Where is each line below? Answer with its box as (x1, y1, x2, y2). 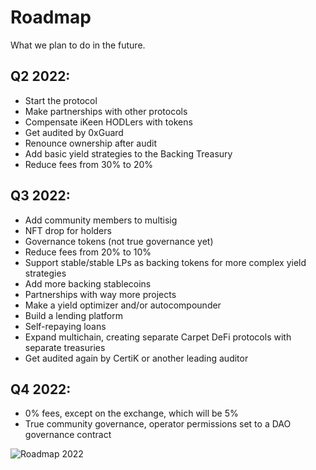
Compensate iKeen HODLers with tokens (24, 116, 193, 128)
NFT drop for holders (24, 224, 112, 236)
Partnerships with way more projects (24, 288, 177, 300)
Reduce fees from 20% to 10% (24, 246, 152, 258)
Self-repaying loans (24, 320, 107, 332)
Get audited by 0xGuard (24, 126, 124, 138)
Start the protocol (24, 94, 98, 106)
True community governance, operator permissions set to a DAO (24, 418, 292, 430)
